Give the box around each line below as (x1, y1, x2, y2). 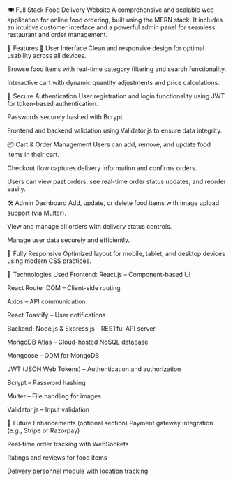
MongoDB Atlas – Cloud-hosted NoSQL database (7, 338, 149, 346)
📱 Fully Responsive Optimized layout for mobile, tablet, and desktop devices (7, 250, 225, 257)
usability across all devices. (7, 52, 87, 59)
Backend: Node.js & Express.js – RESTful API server (7, 324, 156, 333)
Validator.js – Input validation (7, 405, 89, 414)
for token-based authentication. (7, 100, 99, 107)
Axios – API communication (7, 297, 86, 306)
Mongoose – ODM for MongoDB (7, 352, 100, 359)
